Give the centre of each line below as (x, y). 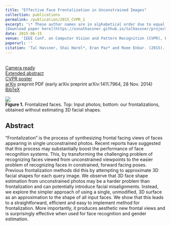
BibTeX (13, 89)
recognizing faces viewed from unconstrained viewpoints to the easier (79, 160)
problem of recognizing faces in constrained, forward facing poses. (76, 165)
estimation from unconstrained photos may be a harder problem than (78, 181)
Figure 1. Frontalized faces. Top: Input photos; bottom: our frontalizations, (82, 104)
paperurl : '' (19, 43)
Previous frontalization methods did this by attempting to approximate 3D (82, 171)
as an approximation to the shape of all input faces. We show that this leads (84, 197)
